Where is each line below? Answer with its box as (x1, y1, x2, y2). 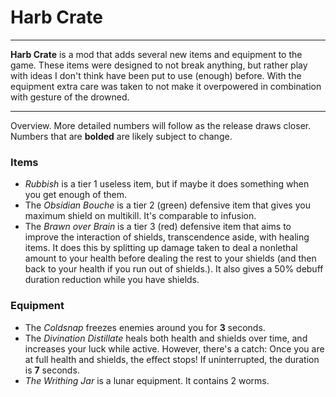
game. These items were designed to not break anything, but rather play (10, 59, 308, 71)
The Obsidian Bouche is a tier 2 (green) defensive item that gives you (24, 199, 311, 211)
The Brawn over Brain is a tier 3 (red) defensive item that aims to (24, 221, 292, 233)
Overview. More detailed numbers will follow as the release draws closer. (10, 119, 312, 131)
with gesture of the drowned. (10, 91, 130, 103)
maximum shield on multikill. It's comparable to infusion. (24, 210, 257, 222)
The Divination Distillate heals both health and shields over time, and (24, 332, 308, 344)
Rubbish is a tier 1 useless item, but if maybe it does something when (24, 178, 310, 190)
